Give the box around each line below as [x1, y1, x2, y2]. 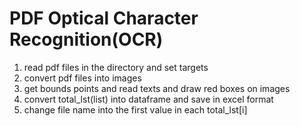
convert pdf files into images [23, 72, 142, 84]
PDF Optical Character [9, 7, 199, 30]
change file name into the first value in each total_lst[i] [23, 103, 248, 116]
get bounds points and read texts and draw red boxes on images [23, 82, 291, 94]
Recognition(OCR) [9, 28, 164, 51]
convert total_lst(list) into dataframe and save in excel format [23, 93, 274, 105]
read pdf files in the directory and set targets [23, 61, 209, 73]
